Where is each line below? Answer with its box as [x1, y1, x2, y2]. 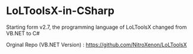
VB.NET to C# [6, 29, 40, 36]
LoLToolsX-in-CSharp [6, 4, 115, 18]
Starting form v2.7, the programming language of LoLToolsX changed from [6, 23, 187, 31]
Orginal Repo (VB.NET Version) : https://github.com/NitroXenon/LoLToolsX [6, 41, 187, 48]
